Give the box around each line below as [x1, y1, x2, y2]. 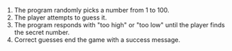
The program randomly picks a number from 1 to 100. [13, 6, 170, 14]
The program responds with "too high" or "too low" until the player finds [13, 21, 226, 29]
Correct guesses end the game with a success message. [13, 36, 181, 44]
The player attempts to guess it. [13, 13, 107, 22]
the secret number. [13, 28, 70, 36]
